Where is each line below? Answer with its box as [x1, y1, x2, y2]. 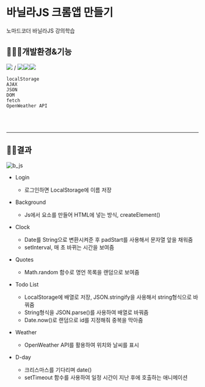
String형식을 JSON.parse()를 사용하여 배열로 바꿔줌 [24, 309, 149, 316]
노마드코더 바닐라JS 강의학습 [6, 27, 75, 34]
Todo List [15, 280, 39, 288]
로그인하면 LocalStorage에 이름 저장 [24, 186, 112, 193]
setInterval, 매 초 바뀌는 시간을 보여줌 [24, 243, 115, 251]
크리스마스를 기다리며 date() [24, 366, 92, 374]
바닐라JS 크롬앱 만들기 [6, 6, 113, 20]
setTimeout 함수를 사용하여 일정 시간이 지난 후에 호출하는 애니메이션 [24, 374, 188, 381]
